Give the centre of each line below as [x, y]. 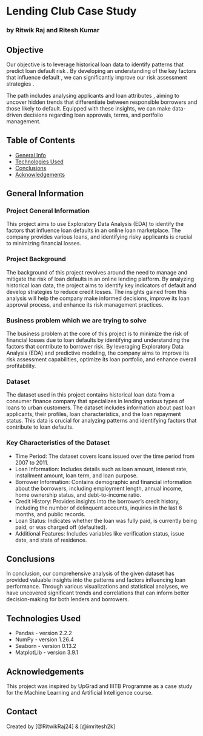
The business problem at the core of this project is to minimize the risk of [98, 334]
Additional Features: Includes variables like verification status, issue [100, 533]
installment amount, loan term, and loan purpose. [76, 475]
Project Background [36, 259]
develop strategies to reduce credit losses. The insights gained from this [97, 291]
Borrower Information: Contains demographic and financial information [103, 482]
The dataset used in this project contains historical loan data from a [90, 395]
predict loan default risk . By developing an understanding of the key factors [101, 70]
